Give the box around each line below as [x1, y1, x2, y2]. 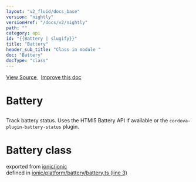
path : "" [6, 25, 28, 31]
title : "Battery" [6, 42, 49, 47]
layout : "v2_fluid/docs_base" [6, 8, 80, 15]
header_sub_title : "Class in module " [6, 47, 101, 53]
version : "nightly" [6, 14, 54, 20]
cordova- [169, 118, 191, 123]
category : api [6, 30, 41, 36]
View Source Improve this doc [6, 74, 82, 81]
